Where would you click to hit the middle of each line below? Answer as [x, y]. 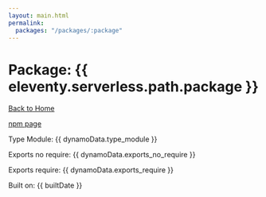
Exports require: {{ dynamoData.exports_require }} [91, 170]
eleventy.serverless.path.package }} [133, 86]
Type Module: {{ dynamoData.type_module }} [83, 139]
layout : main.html [39, 15]
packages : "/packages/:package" [69, 30]
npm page [25, 124]
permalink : [26, 23]
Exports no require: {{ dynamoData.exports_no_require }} [102, 155]
